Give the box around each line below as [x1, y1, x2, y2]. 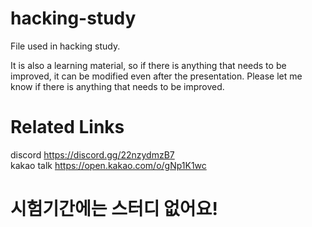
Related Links [10, 116, 125, 139]
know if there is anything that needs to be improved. [10, 80, 225, 92]
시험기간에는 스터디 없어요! [10, 198, 218, 221]
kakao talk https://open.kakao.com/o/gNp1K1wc [10, 159, 207, 171]
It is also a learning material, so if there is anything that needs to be [10, 59, 287, 71]
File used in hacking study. [10, 40, 121, 52]
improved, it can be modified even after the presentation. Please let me [10, 70, 303, 82]
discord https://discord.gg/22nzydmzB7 [10, 148, 175, 161]
